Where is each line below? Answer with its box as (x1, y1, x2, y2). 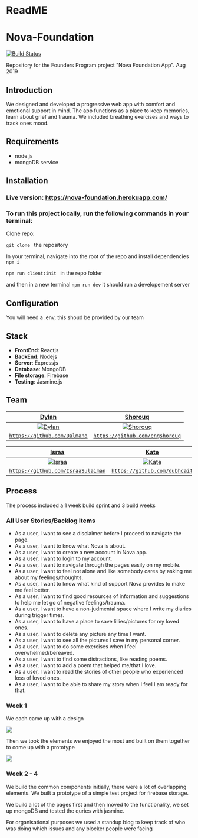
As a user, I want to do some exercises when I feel (14, 642, 137, 650)
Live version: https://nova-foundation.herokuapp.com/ (6, 193, 168, 202)
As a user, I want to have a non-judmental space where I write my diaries (14, 605, 192, 612)
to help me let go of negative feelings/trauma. (14, 599, 126, 606)
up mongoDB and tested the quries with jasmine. (6, 807, 125, 814)
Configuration (6, 298, 59, 308)
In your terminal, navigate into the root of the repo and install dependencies (6, 253, 189, 260)
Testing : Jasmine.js (14, 378, 63, 385)
